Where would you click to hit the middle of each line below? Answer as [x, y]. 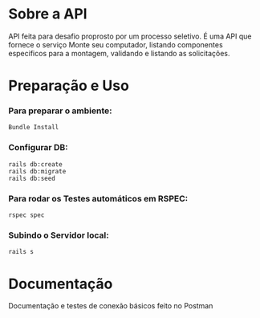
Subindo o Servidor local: [59, 235]
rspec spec [26, 215]
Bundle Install [34, 128]
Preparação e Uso [69, 86]
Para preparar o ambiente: [60, 111]
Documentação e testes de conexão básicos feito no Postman [111, 306]
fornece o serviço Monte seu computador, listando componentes [116, 44]
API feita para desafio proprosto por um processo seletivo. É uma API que [130, 36]
